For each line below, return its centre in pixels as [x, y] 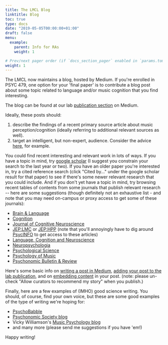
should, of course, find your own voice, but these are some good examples [82, 296]
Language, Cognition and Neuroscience [53, 240]
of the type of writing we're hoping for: [45, 302]
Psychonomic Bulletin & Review [45, 261]
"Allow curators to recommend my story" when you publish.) [81, 281]
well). [18, 135]
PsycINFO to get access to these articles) [55, 235]
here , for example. [31, 146]
